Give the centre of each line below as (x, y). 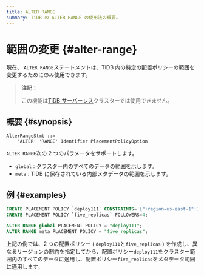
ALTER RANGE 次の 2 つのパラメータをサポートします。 (72, 153)
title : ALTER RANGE (31, 12)
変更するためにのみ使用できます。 (49, 75)
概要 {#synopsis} (39, 122)
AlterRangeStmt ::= (31, 136)
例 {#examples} (36, 195)
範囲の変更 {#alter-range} (72, 49)
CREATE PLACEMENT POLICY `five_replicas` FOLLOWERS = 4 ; (77, 215)
